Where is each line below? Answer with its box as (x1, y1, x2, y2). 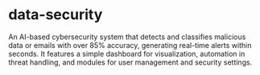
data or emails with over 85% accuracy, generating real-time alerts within (8, 40, 252, 49)
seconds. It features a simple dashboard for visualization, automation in (8, 49, 246, 58)
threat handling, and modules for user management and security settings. (8, 57, 253, 67)
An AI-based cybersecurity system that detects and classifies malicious (8, 32, 246, 41)
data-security (8, 6, 103, 24)
